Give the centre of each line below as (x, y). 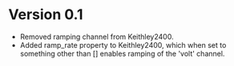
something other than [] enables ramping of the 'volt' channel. (122, 53)
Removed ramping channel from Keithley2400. (97, 37)
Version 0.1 (46, 15)
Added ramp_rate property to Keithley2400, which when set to (123, 45)
